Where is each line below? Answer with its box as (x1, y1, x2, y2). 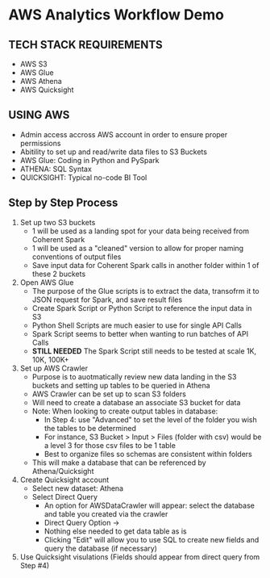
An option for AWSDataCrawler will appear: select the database (44, 501, 255, 510)
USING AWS (8, 108, 70, 122)
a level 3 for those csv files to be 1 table (44, 440, 176, 450)
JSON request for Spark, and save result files (31, 295, 183, 304)
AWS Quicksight (19, 85, 74, 94)
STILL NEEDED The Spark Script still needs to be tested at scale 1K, (31, 346, 256, 356)
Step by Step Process (8, 196, 118, 210)
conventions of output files (31, 252, 122, 262)
